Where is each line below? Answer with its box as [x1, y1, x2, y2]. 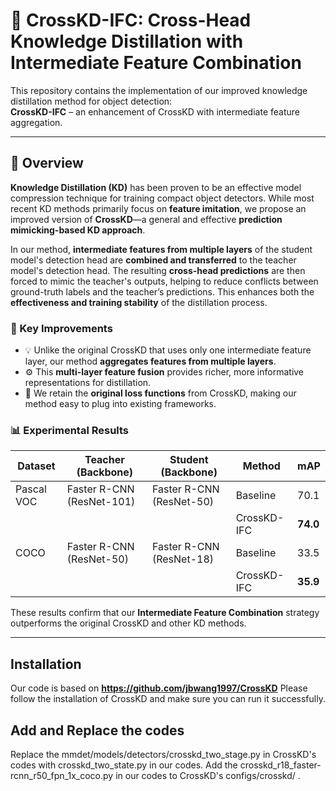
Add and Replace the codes [10, 722, 185, 739]
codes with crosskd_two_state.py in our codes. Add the [10, 759, 238, 771]
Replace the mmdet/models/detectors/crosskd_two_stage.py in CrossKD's [10, 748, 317, 760]
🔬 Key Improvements [10, 321, 113, 335]
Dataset [17, 459, 56, 473]
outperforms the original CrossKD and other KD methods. [10, 617, 247, 629]
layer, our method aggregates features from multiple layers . [24, 355, 277, 368]
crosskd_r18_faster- [239, 759, 322, 771]
